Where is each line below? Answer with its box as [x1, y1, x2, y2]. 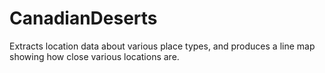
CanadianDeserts [9, 7, 158, 30]
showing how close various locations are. [9, 50, 180, 62]
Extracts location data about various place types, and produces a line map [9, 40, 316, 52]
